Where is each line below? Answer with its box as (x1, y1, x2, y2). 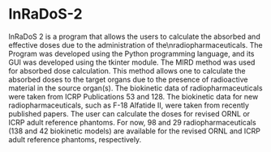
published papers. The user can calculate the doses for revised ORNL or (8, 108, 250, 118)
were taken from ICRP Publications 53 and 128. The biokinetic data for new (8, 91, 259, 101)
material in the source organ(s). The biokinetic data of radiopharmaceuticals (8, 82, 263, 93)
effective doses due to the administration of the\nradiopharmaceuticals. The (8, 40, 263, 49)
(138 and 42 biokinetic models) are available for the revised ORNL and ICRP (8, 126, 261, 136)
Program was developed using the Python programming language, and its (8, 49, 255, 58)
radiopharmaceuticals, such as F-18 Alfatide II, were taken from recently (8, 100, 250, 110)
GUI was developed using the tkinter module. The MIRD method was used (8, 57, 256, 67)
